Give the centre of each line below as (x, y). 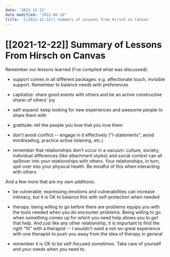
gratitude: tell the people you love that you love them (67, 125)
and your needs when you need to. (49, 249)
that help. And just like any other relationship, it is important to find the (86, 223)
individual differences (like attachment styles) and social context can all (87, 156)
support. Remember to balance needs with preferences (70, 85)
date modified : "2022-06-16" (36, 15)
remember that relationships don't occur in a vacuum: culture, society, (86, 150)
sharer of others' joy (34, 100)
